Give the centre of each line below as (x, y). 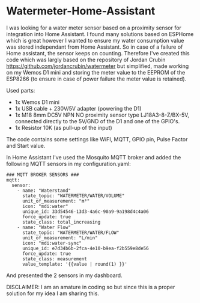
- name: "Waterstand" (44, 191)
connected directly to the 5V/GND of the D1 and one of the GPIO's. (97, 121)
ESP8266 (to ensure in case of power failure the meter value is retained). (96, 79)
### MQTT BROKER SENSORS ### (43, 175)
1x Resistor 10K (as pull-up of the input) (63, 127)
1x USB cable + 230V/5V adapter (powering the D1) (78, 108)
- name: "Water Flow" (44, 227)
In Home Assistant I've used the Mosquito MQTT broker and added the (94, 157)
